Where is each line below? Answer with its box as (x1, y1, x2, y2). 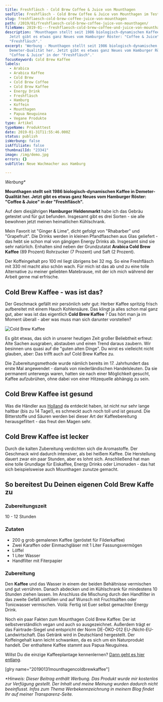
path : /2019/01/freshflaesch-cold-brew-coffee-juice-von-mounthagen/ (5, 20, 149, 26)
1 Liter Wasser (12, 552, 40, 558)
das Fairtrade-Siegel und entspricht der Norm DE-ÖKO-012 (5, 626, 123, 632)
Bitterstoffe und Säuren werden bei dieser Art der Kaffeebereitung (5, 413, 137, 419)
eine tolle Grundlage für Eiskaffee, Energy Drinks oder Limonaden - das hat (5, 461, 155, 467)
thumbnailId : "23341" (5, 148, 49, 153)
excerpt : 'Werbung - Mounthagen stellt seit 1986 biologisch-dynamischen (5, 43, 158, 48)
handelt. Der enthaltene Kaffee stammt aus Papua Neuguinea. (5, 642, 129, 648)
